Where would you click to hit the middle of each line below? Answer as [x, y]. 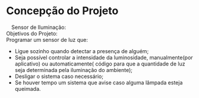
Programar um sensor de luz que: [47, 40]
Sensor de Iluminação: [39, 27]
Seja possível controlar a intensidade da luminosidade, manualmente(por [104, 57]
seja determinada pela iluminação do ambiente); [73, 70]
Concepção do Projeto [62, 11]
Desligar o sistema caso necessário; [59, 76]
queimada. [28, 89]
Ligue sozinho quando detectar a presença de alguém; [82, 51]
